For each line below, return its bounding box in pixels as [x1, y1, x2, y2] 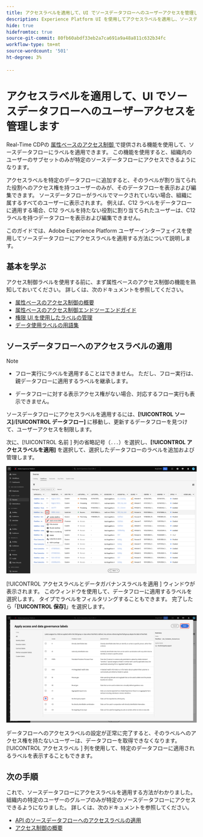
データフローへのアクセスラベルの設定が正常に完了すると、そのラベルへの [6, 729, 192, 737]
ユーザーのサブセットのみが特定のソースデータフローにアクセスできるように [6, 156, 196, 163]
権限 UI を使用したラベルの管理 [14, 314, 92, 322]
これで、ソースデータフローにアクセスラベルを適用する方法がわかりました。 [6, 789, 196, 796]
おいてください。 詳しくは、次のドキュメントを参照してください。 [22, 286, 187, 293]
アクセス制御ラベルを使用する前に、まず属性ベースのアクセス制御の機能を [6, 279, 191, 286]
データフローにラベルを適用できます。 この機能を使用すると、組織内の [16, 148, 192, 155]
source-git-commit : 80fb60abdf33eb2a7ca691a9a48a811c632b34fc [6, 35, 166, 42]
